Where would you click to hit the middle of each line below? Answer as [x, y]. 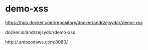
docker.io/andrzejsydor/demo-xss [40, 32]
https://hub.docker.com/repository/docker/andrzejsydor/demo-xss [74, 22]
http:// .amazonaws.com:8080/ [37, 42]
